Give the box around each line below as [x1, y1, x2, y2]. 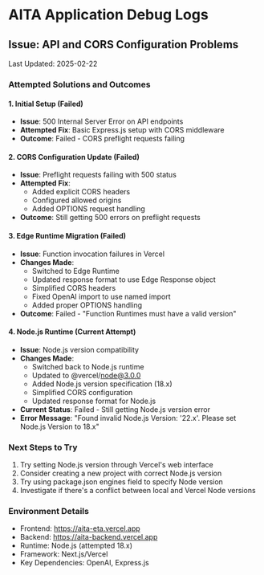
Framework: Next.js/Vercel [19, 549, 108, 559]
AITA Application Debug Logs [8, 6, 209, 24]
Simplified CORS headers [31, 283, 116, 292]
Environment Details [8, 505, 90, 516]
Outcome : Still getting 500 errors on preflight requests [19, 213, 201, 222]
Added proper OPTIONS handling [31, 300, 143, 310]
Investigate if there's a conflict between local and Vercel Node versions [19, 486, 256, 495]
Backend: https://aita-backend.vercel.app [19, 532, 158, 542]
